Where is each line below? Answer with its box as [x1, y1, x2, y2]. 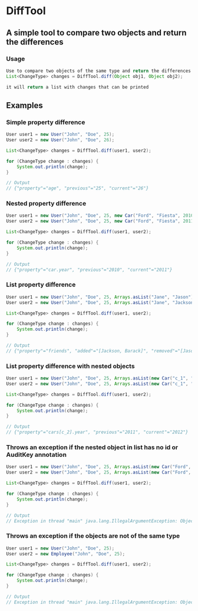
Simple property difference [6, 118, 85, 126]
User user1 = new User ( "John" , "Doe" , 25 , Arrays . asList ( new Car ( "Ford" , [6, 464, 192, 470]
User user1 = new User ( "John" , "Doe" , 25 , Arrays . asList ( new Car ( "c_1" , [6, 375, 189, 381]
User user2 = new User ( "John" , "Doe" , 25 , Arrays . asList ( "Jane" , [6, 299, 170, 305]
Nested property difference [6, 200, 87, 208]
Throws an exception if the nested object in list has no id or [6, 443, 179, 451]
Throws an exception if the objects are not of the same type [6, 532, 180, 540]
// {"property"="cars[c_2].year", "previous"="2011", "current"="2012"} [6, 429, 189, 435]
